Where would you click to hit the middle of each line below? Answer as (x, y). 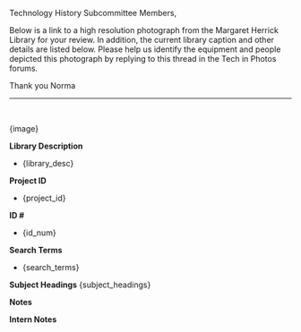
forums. (24, 68)
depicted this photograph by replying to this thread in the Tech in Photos (143, 59)
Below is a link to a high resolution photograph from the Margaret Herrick (144, 30)
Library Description (46, 146)
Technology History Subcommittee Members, (93, 13)
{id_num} (39, 233)
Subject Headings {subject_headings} (80, 285)
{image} (24, 128)
